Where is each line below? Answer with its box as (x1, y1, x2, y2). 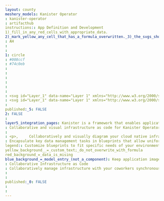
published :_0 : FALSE (5, 180, 47, 184)
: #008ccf (5, 57, 25, 62)
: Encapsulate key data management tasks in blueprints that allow (5, 139, 145, 144)
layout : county (5, 7, 36, 12)
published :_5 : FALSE (5, 107, 47, 112)
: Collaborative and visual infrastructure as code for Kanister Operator (5, 125, 161, 130)
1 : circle (5, 52, 25, 58)
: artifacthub (5, 20, 34, 26)
